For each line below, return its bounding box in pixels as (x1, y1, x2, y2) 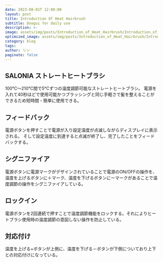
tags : (5, 43, 16, 48)
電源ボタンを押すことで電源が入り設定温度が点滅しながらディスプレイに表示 (5, 127, 158, 133)
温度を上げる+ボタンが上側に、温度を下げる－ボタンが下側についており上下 (5, 246, 157, 252)
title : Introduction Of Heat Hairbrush (5, 16, 86, 21)
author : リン (5, 48, 30, 53)
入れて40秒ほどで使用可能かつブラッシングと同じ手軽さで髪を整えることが (5, 92, 155, 97)
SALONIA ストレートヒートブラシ (5, 72, 105, 80)
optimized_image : (5, 35, 40, 39)
